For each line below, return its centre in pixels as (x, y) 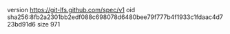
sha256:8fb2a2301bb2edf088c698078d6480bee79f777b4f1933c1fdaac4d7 (115, 17)
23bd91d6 (21, 24)
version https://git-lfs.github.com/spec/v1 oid (71, 10)
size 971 (49, 24)
